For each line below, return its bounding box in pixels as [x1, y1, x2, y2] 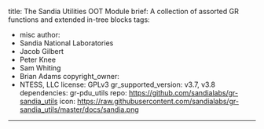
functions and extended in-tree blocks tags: [8, 15, 151, 24]
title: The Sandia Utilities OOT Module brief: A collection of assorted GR [8, 7, 240, 16]
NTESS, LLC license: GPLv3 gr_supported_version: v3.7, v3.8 [19, 80, 216, 89]
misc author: [19, 30, 60, 39]
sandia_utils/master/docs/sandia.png [19, 105, 139, 114]
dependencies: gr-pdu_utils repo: [19, 88, 127, 97]
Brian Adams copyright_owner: [19, 72, 120, 81]
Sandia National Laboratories [19, 38, 114, 48]
